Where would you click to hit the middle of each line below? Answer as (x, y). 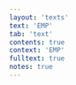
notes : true (31, 67)
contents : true (37, 42)
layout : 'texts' (39, 17)
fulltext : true (37, 58)
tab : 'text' (31, 34)
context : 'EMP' (37, 50)
